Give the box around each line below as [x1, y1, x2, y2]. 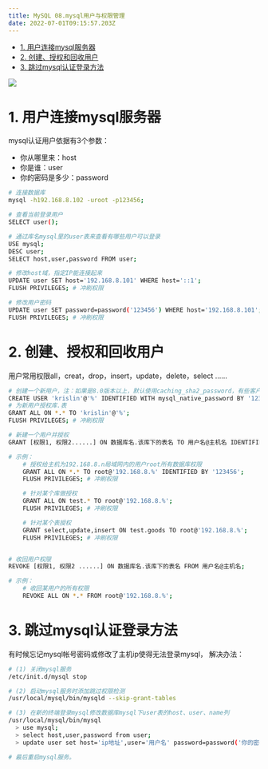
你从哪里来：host [19, 153, 77, 162]
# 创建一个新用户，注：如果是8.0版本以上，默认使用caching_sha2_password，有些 [8, 387, 250, 395]
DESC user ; [8, 247, 45, 256]
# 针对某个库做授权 [22, 489, 78, 498]
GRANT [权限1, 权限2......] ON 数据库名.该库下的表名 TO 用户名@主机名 [8, 438, 227, 446]
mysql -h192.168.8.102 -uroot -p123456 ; [8, 197, 145, 205]
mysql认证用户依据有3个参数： [8, 136, 109, 145]
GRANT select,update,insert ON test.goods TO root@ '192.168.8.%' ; [22, 526, 248, 534]
